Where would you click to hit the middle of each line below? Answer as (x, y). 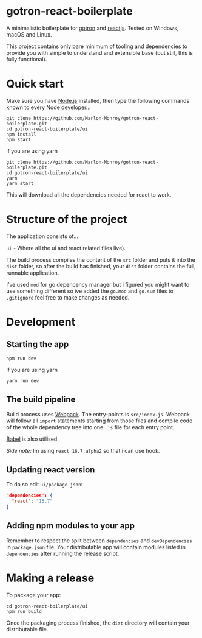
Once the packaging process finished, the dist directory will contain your (98, 623)
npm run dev (21, 358)
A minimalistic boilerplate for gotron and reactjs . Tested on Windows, (93, 28)
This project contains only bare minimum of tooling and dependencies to (97, 46)
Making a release (50, 578)
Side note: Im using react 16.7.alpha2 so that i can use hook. (83, 450)
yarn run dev (23, 381)
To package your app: (34, 595)
